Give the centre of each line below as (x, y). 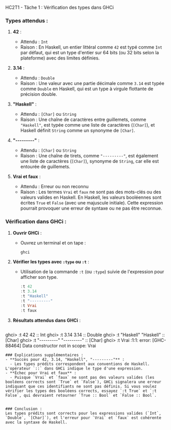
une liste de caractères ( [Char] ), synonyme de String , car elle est (90, 161)
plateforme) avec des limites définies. (60, 58)
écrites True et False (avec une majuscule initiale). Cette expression (92, 203)
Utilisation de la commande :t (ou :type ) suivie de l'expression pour (92, 272)
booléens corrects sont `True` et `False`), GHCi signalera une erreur (83, 382)
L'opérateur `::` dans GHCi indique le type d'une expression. (74, 368)
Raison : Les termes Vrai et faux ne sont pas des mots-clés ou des (91, 192)
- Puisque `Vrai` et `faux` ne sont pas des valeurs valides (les (82, 377)
